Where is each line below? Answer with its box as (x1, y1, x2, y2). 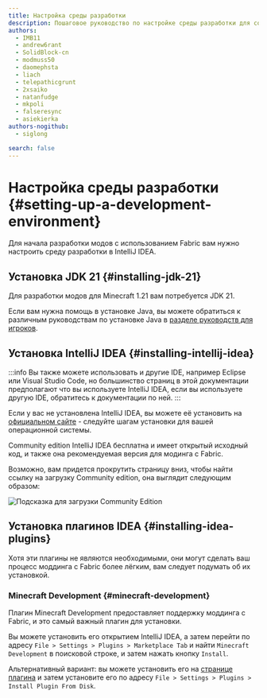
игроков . (8, 324, 38, 333)
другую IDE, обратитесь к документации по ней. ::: (8, 393, 181, 402)
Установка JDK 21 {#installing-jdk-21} (8, 270, 202, 283)
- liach (15, 71, 41, 79)
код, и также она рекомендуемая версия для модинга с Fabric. (8, 449, 224, 459)
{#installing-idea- (143, 520, 234, 533)
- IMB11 (15, 33, 41, 42)
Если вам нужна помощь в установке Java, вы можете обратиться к (8, 307, 241, 316)
